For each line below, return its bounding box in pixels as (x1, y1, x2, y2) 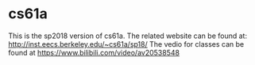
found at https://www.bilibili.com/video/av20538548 (8, 48, 180, 57)
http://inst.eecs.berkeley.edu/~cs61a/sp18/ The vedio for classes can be (8, 39, 245, 48)
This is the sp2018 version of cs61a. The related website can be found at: (8, 31, 248, 40)
